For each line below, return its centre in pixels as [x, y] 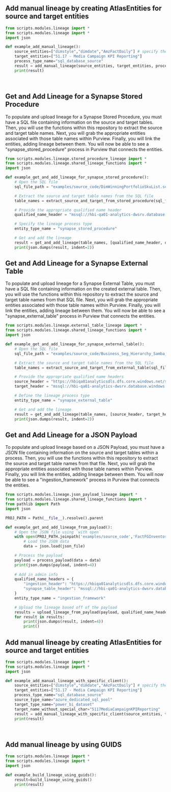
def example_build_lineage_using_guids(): [51, 775]
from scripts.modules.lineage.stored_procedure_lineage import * [76, 159]
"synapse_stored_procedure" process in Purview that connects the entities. [84, 149]
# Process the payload [38, 556]
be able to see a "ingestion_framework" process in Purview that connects [82, 480]
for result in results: [40, 617]
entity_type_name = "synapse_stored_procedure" [66, 229]
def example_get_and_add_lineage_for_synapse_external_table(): [75, 344]
